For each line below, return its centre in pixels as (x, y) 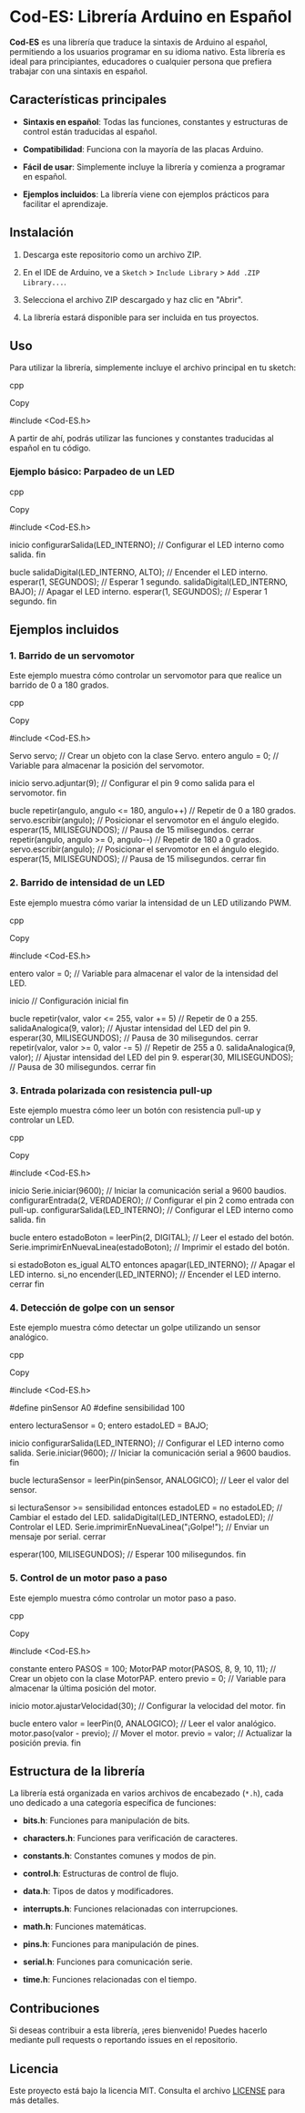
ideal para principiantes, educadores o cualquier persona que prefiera (141, 61)
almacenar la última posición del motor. (83, 1688)
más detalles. (35, 2100)
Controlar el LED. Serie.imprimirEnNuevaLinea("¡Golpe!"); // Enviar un (139, 1527)
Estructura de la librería (77, 1771)
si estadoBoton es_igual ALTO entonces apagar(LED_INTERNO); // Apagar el (152, 1264)
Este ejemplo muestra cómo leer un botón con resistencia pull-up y (135, 1110)
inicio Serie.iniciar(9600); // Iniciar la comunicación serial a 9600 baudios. (148, 1190)
